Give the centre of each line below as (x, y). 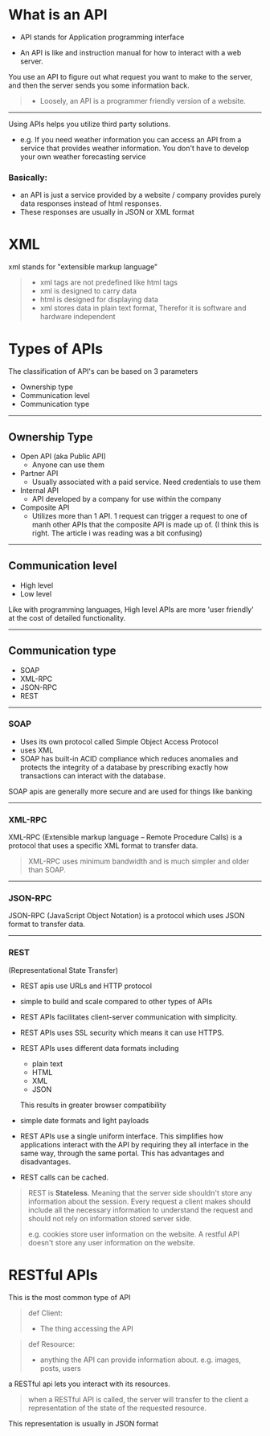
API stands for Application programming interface (102, 37)
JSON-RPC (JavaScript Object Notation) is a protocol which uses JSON (127, 916)
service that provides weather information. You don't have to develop (135, 148)
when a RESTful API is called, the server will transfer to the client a (138, 1399)
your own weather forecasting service (83, 156)
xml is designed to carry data (88, 291)
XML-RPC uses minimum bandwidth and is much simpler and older (139, 861)
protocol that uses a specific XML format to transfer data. (103, 846)
